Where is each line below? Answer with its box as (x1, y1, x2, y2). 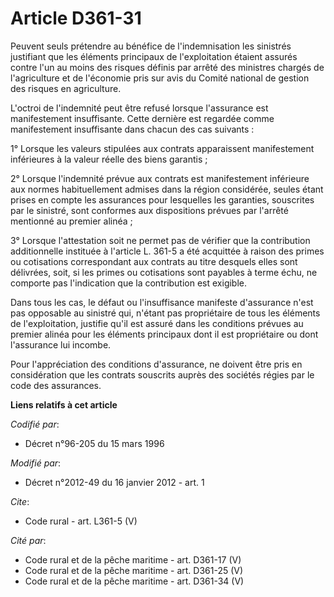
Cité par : (10, 534, 47, 546)
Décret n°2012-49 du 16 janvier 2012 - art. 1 (24, 476, 205, 488)
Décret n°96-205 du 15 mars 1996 (24, 437, 165, 449)
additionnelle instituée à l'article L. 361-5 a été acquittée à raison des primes (10, 245, 325, 257)
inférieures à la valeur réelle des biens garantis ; (10, 153, 208, 165)
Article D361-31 (10, 7, 142, 30)
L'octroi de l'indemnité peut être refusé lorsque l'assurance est (10, 102, 269, 114)
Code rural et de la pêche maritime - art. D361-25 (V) (24, 564, 244, 576)
